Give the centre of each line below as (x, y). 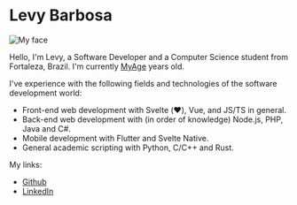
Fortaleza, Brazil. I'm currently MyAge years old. (97, 66)
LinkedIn (38, 191)
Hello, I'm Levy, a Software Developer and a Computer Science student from (148, 57)
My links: (26, 164)
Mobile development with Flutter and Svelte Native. (115, 138)
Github (34, 181)
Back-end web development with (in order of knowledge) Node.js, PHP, (152, 119)
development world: (46, 93)
